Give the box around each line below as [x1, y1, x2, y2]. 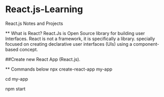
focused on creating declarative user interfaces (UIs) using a [5, 41, 133, 47]
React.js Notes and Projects [5, 20, 63, 26]
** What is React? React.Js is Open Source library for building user [5, 30, 145, 36]
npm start [5, 85, 26, 92]
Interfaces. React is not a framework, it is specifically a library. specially [5, 36, 155, 42]
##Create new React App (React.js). [5, 56, 81, 62]
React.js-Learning [5, 4, 83, 15]
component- [133, 41, 159, 47]
